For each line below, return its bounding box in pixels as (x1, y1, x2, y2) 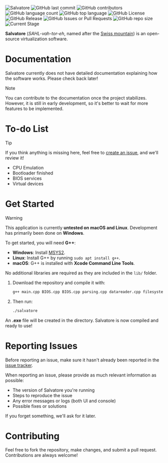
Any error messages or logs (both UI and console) (12, 398, 116, 404)
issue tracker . (5, 362, 34, 368)
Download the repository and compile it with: (12, 280, 105, 286)
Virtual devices (12, 180, 44, 187)
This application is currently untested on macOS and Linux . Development (5, 224, 157, 231)
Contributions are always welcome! (5, 452, 78, 458)
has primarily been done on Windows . (5, 230, 85, 236)
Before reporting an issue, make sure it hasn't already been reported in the (5, 357, 159, 363)
